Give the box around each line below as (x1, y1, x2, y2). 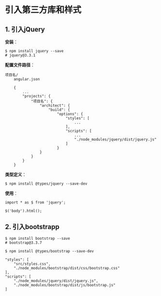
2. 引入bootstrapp (5, 223, 59, 231)
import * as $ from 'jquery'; (5, 200, 66, 205)
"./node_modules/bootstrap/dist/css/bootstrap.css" (14, 265, 120, 270)
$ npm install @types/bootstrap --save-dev (5, 249, 94, 253)
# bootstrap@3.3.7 (5, 240, 42, 245)
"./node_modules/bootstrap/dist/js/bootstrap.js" (14, 282, 116, 287)
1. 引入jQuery (5, 25, 45, 33)
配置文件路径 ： (5, 62, 35, 68)
